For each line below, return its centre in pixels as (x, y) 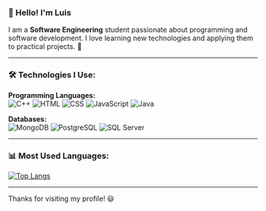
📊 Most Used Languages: (59, 156)
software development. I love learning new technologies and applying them (131, 38)
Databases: (28, 119)
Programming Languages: (52, 95)
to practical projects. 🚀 (45, 47)
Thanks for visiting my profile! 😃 (61, 198)
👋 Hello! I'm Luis (40, 13)
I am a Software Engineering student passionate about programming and (128, 30)
